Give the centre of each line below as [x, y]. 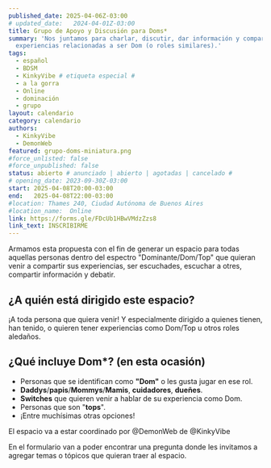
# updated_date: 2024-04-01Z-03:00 [72, 23]
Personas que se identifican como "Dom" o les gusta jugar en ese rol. [136, 381]
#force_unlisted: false [48, 158]
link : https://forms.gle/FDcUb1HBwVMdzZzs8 [83, 219]
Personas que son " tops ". [63, 407]
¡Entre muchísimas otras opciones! [77, 416]
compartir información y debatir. [62, 274]
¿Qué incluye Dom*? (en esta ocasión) [107, 362]
